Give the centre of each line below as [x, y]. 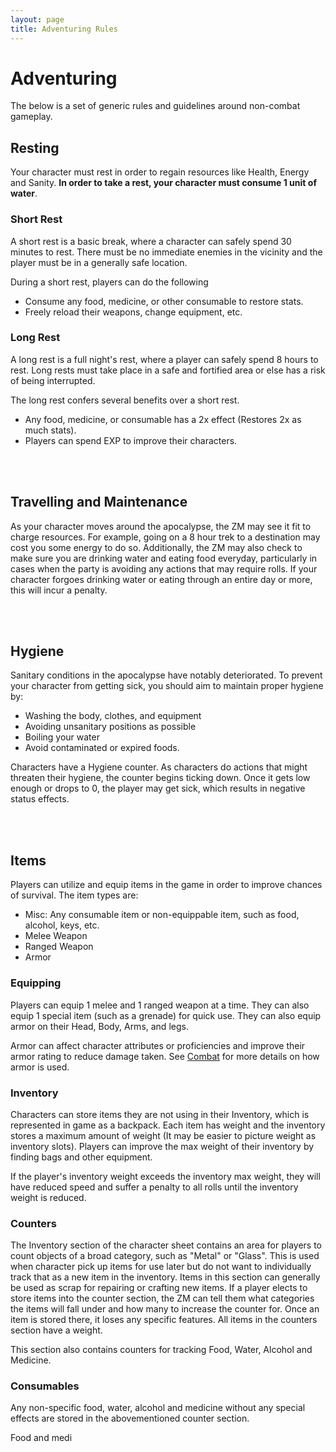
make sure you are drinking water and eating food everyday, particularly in [164, 558]
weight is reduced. [48, 1197]
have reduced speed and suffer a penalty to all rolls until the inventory [154, 1187]
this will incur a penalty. [59, 590]
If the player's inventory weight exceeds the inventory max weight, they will [165, 1176]
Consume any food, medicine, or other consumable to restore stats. [164, 301]
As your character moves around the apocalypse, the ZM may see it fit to [161, 526]
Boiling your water [62, 737]
